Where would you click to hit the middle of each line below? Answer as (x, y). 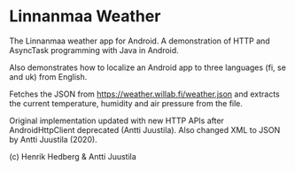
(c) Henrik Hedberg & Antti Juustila (73, 156)
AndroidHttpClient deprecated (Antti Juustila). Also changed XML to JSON (145, 129)
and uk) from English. (48, 76)
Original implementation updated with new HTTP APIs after (116, 120)
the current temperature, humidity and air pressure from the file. (126, 103)
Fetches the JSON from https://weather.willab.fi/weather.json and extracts (145, 94)
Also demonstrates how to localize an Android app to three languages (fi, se (147, 67)
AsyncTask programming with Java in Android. (94, 50)
